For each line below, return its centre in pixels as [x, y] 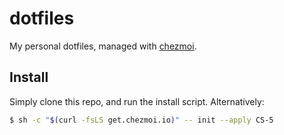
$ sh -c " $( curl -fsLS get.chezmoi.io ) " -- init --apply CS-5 [141, 120]
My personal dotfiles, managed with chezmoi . [103, 46]
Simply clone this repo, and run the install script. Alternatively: [137, 101]
